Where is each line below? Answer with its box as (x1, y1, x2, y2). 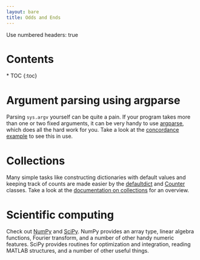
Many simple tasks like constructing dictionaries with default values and (6, 174, 186, 181)
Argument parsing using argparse (6, 93, 181, 107)
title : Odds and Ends (6, 15, 61, 21)
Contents (6, 52, 55, 66)
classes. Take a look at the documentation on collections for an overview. (6, 187, 190, 194)
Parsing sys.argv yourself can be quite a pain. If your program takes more (6, 113, 191, 121)
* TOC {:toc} (6, 72, 38, 79)
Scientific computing (6, 208, 114, 221)
